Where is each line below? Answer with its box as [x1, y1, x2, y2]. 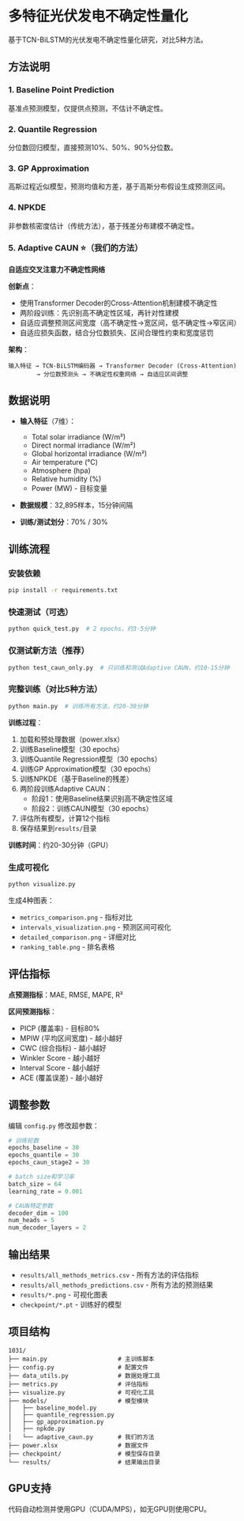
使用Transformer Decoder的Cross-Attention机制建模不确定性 [19, 298, 218, 308]
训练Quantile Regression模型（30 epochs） [19, 754, 162, 764]
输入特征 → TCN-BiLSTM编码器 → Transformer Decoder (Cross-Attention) [8, 361, 237, 370]
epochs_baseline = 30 [8, 1144, 80, 1152]
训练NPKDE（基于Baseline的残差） [19, 774, 133, 783]
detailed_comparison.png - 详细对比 [19, 932, 137, 942]
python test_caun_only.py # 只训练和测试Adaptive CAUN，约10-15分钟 [8, 663, 231, 672]
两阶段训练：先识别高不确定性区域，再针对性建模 [19, 308, 179, 317]
